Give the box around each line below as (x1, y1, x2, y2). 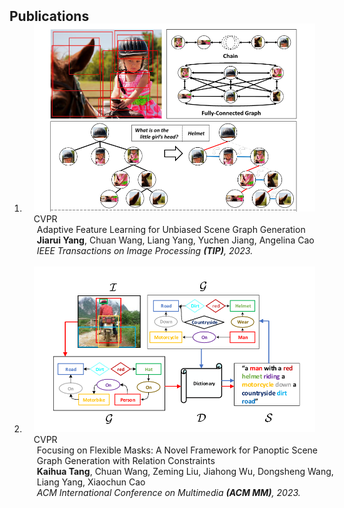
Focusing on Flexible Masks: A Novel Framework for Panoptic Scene (36, 444, 319, 456)
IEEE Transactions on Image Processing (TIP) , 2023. (36, 244, 254, 256)
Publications (9, 8, 90, 25)
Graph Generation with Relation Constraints (36, 454, 216, 466)
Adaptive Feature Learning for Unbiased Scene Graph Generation (36, 223, 306, 235)
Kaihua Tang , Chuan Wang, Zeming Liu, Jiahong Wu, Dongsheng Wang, (36, 465, 334, 477)
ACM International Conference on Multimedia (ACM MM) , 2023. (36, 486, 301, 498)
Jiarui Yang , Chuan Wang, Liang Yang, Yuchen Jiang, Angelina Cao (36, 234, 315, 246)
